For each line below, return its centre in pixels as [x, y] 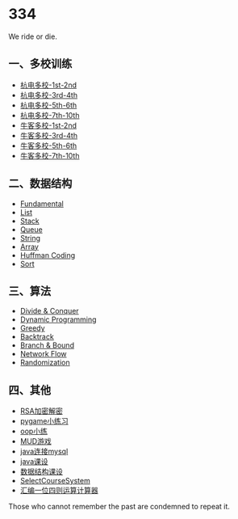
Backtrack [37, 337]
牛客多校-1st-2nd [48, 125]
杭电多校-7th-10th [50, 115]
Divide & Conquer [49, 311]
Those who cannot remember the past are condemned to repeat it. [119, 507]
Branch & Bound [47, 345]
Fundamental [42, 204]
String [30, 238]
